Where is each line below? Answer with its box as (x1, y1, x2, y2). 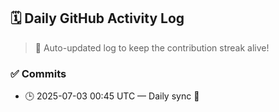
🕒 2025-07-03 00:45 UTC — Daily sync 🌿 (24, 90, 200, 102)
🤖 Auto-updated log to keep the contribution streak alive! (34, 41, 270, 54)
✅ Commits (10, 66, 67, 80)
